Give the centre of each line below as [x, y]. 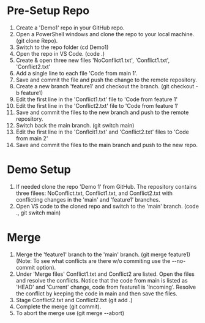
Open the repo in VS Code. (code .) [60, 53]
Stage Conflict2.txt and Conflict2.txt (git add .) [74, 300]
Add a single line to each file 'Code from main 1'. [76, 73]
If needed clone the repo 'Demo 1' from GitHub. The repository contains [106, 186]
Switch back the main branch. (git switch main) [75, 125]
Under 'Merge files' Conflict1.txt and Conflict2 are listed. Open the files [105, 274]
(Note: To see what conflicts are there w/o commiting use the [93, 260]
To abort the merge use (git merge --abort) [70, 313]
